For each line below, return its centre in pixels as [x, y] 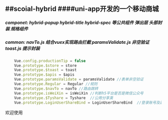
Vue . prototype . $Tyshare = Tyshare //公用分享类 [64, 98]
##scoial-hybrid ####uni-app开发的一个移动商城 [82, 9]
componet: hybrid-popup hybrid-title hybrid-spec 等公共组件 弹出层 [77, 22]
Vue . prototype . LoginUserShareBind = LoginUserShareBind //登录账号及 [87, 103]
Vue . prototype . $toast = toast [46, 70]
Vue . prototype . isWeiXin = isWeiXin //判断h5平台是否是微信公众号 [79, 93]
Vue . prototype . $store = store [46, 65]
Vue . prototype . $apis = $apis [44, 75]
